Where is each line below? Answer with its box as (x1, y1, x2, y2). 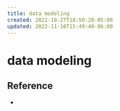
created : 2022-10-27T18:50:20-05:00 (7, 17, 113, 23)
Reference (7, 80, 53, 92)
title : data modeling (7, 10, 70, 17)
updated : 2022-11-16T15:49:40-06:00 (7, 23, 113, 30)
